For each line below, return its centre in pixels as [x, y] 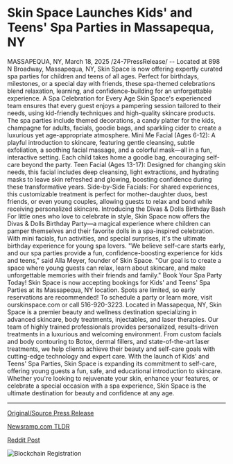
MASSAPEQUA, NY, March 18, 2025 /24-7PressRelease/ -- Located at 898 [114, 61]
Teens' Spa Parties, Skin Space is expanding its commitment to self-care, [112, 363]
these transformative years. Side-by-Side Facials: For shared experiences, [113, 187]
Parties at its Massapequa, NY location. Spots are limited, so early [101, 290]
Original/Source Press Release [51, 413]
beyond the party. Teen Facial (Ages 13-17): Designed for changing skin [124, 164]
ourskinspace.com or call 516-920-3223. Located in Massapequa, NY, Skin [114, 304]
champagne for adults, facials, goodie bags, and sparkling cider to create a [114, 128]
